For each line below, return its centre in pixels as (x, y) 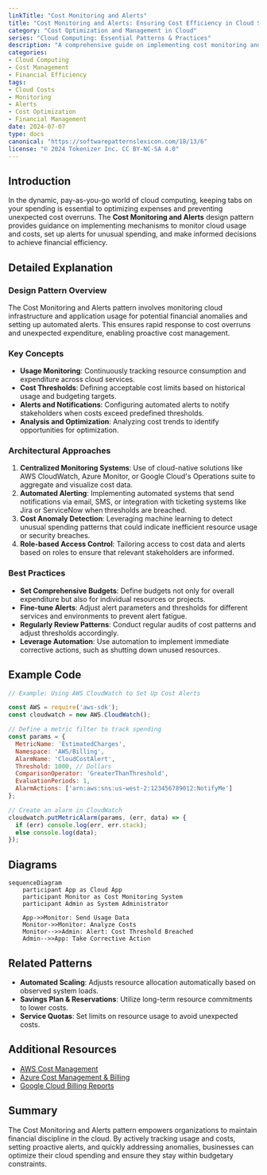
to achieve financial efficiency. (58, 243)
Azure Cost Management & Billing (75, 1077)
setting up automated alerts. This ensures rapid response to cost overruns (130, 324)
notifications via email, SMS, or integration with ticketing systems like (133, 502)
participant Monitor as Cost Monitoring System (103, 897)
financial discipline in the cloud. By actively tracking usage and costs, (122, 1138)
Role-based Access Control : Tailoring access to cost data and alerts (132, 544)
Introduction (40, 181)
